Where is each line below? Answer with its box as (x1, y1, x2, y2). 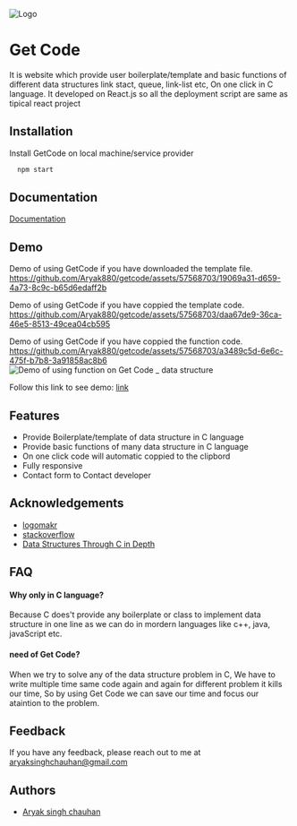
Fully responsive (21, 460, 83, 471)
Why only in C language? (9, 589, 105, 600)
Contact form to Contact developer (21, 470, 152, 481)
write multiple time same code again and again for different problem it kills (9, 678, 283, 689)
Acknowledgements (9, 495, 124, 511)
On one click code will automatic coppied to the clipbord (21, 451, 231, 461)
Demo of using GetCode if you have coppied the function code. (9, 336, 243, 347)
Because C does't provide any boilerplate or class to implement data (9, 609, 261, 620)
